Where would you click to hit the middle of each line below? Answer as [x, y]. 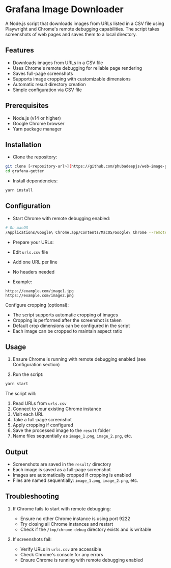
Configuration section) [36, 365]
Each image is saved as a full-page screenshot [62, 470]
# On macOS [17, 228]
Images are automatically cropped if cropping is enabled [72, 475]
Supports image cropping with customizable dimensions [72, 79]
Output [17, 452]
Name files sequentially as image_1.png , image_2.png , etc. [72, 436]
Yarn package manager [37, 129]
